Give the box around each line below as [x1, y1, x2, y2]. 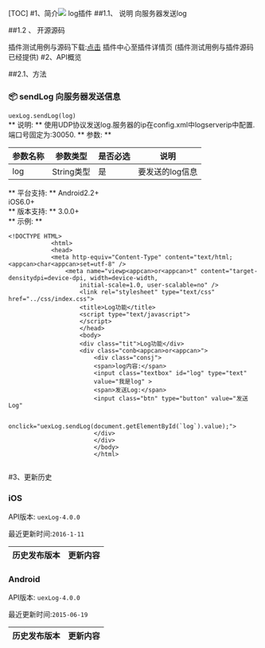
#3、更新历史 [8, 472, 53, 482]
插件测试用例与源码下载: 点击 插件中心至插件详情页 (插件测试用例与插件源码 [8, 42, 255, 52]
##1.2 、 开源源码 [8, 25, 65, 35]
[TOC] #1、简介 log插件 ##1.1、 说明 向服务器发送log [8, 9, 187, 18]
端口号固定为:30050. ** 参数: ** [8, 130, 112, 139]
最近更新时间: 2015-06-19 [8, 609, 88, 619]
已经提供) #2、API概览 [8, 53, 82, 61]
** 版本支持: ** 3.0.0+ [8, 207, 80, 217]
